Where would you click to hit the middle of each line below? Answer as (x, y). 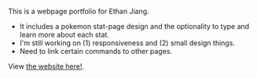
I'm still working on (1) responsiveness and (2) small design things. (127, 43)
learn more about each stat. (64, 35)
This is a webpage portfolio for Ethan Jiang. (79, 11)
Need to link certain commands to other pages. (96, 51)
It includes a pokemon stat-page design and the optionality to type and (134, 26)
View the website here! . (46, 66)
